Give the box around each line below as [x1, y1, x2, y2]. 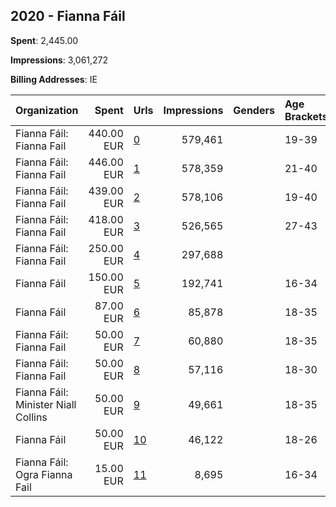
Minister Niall [15, 397, 77, 411]
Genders [233, 103, 275, 117]
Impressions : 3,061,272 [10, 54, 109, 66]
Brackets [284, 109, 328, 123]
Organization [15, 103, 79, 117]
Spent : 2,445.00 [10, 34, 79, 46]
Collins [15, 410, 48, 424]
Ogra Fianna [15, 467, 73, 481]
